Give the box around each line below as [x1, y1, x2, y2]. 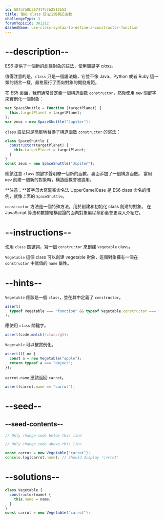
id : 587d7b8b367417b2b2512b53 [5, 7, 67, 12]
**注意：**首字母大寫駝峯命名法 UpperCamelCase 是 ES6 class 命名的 [5, 187, 146, 193]
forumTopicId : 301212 [5, 20, 49, 26]
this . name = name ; [14, 497, 51, 501]
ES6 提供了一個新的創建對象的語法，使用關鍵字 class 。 [5, 63, 116, 69]
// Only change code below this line [5, 433, 82, 438]
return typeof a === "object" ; [9, 360, 73, 365]
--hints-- [5, 278, 42, 288]
